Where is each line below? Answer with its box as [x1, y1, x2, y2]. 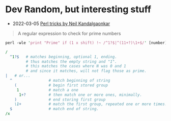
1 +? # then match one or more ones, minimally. [18, 92, 142, 98]
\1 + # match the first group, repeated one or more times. [14, 102, 167, 107]
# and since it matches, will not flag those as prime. [25, 68, 147, 74]
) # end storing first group [14, 97, 106, 102]
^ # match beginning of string [10, 78, 110, 83]
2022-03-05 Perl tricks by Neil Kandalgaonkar [12, 20, 110, 27]
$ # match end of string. [10, 106, 99, 112]
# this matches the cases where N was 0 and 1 [25, 64, 126, 69]
